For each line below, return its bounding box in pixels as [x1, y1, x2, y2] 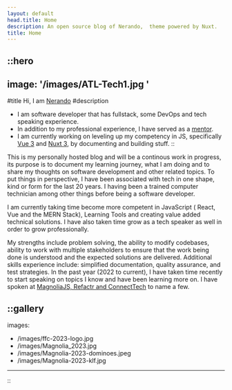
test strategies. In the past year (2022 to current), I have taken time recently [7, 268, 223, 277]
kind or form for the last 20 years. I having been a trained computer [7, 183, 199, 191]
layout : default [7, 10, 54, 17]
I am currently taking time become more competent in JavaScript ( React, [7, 203, 216, 212]
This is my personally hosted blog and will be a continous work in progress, [7, 153, 222, 161]
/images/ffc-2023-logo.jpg [17, 335, 94, 343]
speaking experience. [17, 118, 79, 126]
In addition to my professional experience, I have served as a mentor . [17, 125, 214, 133]
